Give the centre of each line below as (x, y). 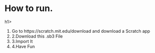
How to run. (29, 8)
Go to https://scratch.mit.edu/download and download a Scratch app (81, 31)
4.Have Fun (23, 46)
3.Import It (22, 41)
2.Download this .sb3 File (37, 36)
